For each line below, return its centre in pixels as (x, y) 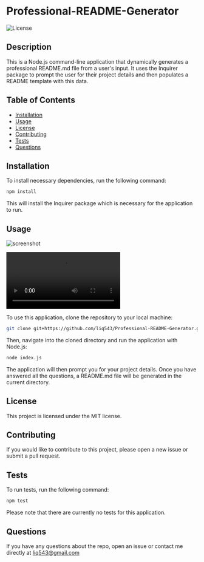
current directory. (28, 382)
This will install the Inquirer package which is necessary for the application (100, 203)
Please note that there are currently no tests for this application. (86, 513)
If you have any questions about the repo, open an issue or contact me (95, 546)
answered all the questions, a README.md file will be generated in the (94, 376)
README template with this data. (47, 81)
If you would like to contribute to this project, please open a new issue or (97, 450)
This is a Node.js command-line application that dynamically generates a (97, 61)
